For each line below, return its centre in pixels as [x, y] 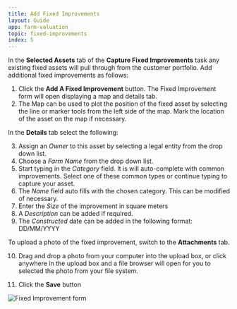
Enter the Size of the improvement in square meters [93, 206]
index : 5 [21, 40]
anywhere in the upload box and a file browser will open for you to [114, 263]
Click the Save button [50, 285]
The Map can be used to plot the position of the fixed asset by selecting [123, 104]
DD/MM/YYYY [39, 229]
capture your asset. [47, 183]
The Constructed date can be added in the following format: [105, 221]
